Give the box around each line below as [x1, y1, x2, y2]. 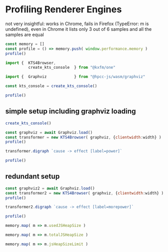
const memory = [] [5, 41, 45, 47]
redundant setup [5, 172, 60, 181]
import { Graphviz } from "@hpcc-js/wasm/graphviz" [5, 74, 145, 80]
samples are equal [5, 31, 45, 37]
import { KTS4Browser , [5, 60, 56, 65]
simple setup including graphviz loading [5, 107, 136, 116]
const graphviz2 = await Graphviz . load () [5, 186, 95, 191]
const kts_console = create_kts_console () [5, 84, 97, 89]
